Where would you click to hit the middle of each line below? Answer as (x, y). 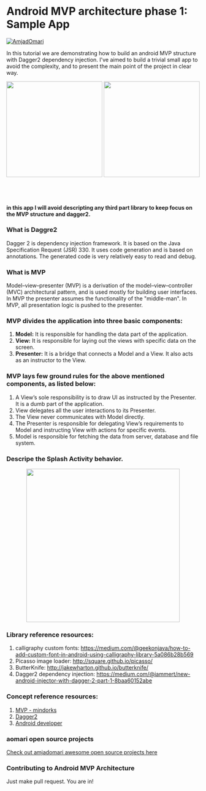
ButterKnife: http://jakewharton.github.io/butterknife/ (82, 668)
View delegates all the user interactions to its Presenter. (86, 410)
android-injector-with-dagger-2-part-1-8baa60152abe (83, 681)
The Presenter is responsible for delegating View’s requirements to (99, 423)
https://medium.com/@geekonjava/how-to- (136, 648)
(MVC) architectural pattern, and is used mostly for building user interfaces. (102, 292)
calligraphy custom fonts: (47, 648)
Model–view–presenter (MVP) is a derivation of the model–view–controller (100, 286)
